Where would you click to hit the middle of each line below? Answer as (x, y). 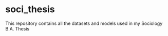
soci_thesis (30, 9)
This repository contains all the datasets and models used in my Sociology (84, 23)
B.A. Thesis (17, 28)
